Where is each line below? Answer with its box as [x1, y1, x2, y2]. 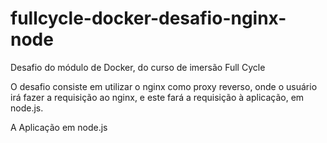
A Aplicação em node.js [10, 121, 108, 133]
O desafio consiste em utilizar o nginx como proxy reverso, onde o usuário [10, 80, 318, 92]
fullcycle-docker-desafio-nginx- [10, 7, 287, 30]
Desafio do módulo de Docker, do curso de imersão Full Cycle [10, 61, 266, 73]
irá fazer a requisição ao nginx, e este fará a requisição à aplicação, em [10, 91, 305, 103]
